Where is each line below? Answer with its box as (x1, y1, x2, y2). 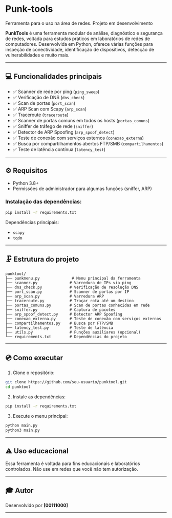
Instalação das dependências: (5, 198, 82, 206)
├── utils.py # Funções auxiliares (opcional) (5, 329, 141, 335)
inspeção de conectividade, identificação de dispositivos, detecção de (5, 46, 155, 52)
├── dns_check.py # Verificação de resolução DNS (5, 285, 139, 290)
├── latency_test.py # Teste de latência (5, 325, 114, 330)
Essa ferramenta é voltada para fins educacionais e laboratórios (5, 460, 140, 467)
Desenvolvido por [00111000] (5, 502, 68, 509)
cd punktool (5, 384, 31, 390)
